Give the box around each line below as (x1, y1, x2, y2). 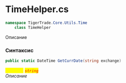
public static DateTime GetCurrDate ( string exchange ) (5, 58, 122, 63)
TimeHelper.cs (5, 4, 69, 15)
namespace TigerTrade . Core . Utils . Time (5, 20, 87, 25)
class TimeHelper (14, 25, 51, 30)
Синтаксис (5, 47, 34, 54)
